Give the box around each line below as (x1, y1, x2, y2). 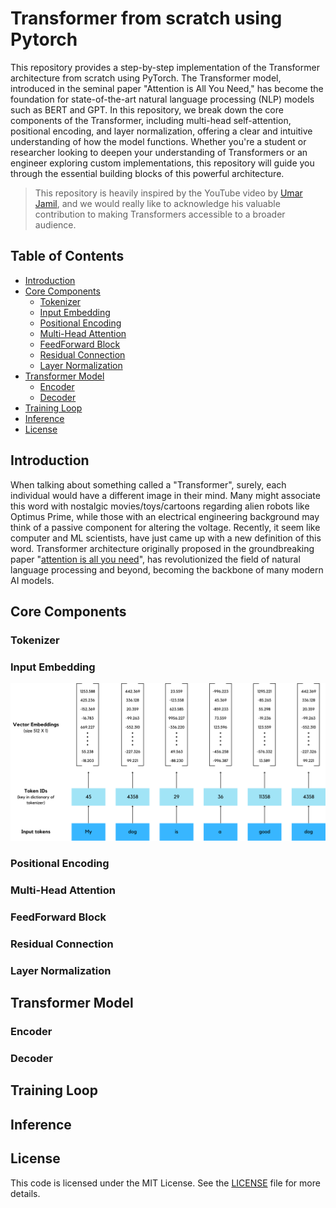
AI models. (10, 574, 55, 586)
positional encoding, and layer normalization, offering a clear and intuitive (10, 125, 313, 137)
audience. (34, 218, 77, 231)
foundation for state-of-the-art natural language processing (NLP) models (10, 93, 315, 105)
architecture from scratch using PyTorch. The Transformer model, (10, 72, 282, 84)
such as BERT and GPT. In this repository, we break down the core (10, 103, 284, 116)
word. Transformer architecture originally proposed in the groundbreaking (10, 542, 315, 554)
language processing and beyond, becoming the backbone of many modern (10, 563, 324, 576)
